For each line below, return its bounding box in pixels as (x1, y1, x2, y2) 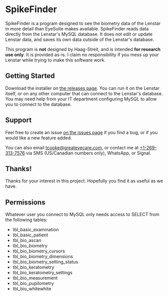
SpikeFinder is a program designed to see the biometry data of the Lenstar (5, 20, 161, 26)
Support (5, 116, 32, 124)
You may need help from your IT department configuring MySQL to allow (5, 96, 157, 102)
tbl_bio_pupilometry (12, 280, 54, 286)
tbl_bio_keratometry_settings (12, 270, 72, 276)
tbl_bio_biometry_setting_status (12, 259, 78, 265)
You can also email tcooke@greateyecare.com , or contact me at (5, 144, 139, 150)
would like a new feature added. (5, 135, 72, 141)
